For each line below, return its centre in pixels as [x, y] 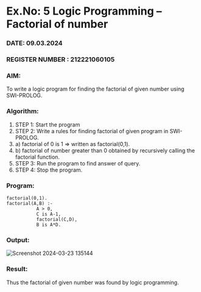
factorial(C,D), [57, 219]
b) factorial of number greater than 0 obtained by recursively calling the [105, 150]
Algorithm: [23, 111]
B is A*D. [49, 224]
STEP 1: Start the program [48, 124]
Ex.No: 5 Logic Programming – [84, 11]
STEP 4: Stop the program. [49, 170]
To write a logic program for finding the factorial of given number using [95, 89]
